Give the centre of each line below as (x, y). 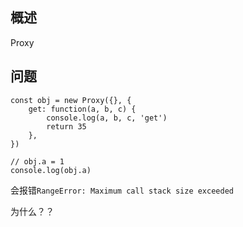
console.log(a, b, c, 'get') (107, 118)
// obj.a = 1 (37, 161)
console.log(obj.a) (51, 170)
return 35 (66, 126)
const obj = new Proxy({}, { (71, 100)
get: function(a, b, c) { (82, 109)
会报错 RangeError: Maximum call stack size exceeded (122, 190)
